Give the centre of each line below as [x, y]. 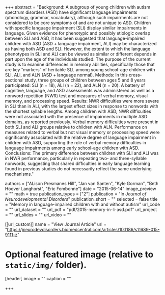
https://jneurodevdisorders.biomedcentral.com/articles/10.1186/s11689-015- [83, 229]
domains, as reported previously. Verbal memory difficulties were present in [82, 122]
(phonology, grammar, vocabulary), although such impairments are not [77, 17]
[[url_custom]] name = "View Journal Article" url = [56, 224]
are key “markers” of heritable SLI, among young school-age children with [80, 70]
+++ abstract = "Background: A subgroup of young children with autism [78, 7]
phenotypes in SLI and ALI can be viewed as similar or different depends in [81, 54]
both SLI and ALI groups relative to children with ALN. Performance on [76, 127]
